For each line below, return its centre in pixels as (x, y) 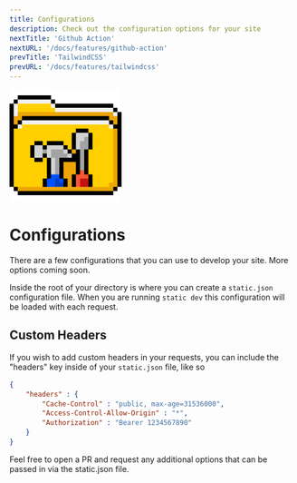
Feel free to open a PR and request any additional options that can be (139, 459)
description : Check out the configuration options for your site (135, 29)
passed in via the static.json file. (69, 468)
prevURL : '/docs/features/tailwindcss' (85, 67)
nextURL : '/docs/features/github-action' (89, 48)
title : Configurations (52, 19)
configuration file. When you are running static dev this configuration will (147, 297)
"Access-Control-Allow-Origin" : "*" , (115, 413)
